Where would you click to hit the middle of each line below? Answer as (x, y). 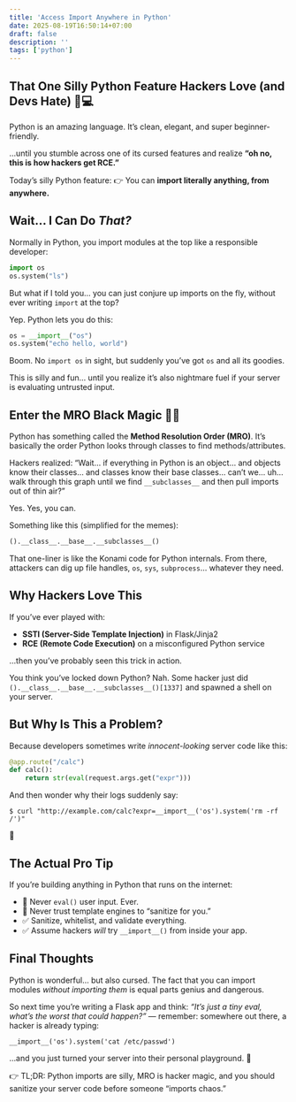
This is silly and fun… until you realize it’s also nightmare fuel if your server (145, 378)
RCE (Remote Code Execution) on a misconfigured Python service (143, 643)
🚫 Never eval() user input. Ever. (80, 902)
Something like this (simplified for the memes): (94, 525)
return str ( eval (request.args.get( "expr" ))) (108, 778)
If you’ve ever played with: (57, 616)
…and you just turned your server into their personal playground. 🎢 (130, 1058)
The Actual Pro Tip (61, 863)
